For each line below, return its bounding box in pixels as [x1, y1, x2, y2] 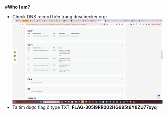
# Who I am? [5, 4, 31, 10]
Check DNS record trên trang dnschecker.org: [12, 14, 107, 19]
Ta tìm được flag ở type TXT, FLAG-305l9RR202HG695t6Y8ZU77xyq [12, 104, 157, 110]
